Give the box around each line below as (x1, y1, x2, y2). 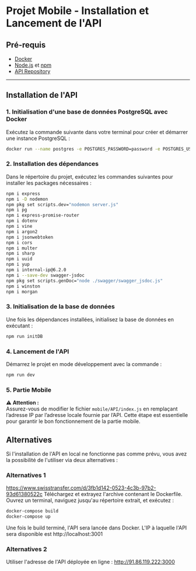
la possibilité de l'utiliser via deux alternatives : (6, 456, 118, 463)
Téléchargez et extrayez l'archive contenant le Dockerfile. (43, 491, 183, 498)
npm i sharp (6, 251, 35, 257)
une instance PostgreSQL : (6, 135, 71, 142)
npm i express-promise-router (6, 213, 80, 218)
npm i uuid (6, 256, 33, 262)
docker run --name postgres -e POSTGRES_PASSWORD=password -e (6, 146, 160, 152)
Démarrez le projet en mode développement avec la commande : (6, 360, 162, 367)
